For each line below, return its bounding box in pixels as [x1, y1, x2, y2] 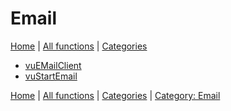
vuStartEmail [24, 70, 78, 82]
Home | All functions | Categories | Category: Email [10, 89, 221, 101]
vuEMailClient [24, 59, 82, 71]
